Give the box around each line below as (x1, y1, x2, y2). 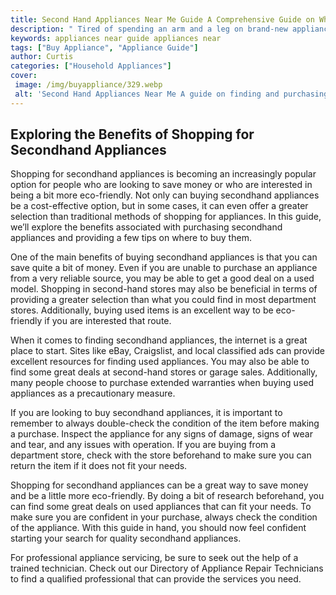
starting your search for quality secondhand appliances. (10, 532, 242, 545)
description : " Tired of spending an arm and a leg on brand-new (10, 24, 288, 34)
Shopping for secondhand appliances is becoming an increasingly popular (10, 168, 317, 180)
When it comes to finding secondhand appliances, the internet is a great (10, 334, 308, 346)
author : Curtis (10, 52, 74, 62)
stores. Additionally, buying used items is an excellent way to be (10, 304, 274, 316)
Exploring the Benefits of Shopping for (10, 126, 255, 143)
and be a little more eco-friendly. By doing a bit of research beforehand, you (10, 490, 325, 502)
